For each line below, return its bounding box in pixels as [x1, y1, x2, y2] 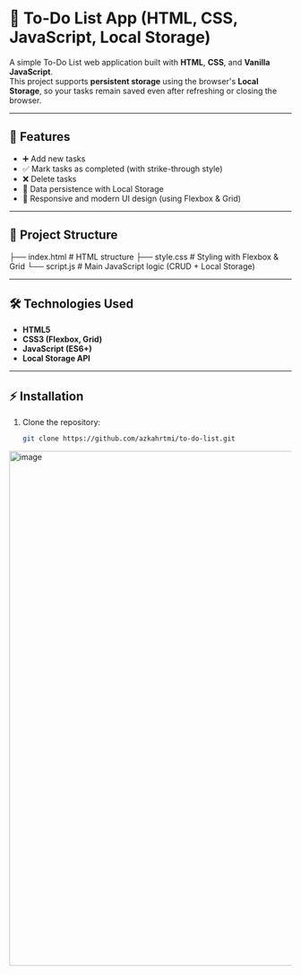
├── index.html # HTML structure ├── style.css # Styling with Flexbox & [9, 251, 279, 262]
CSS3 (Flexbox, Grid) [21, 334, 103, 344]
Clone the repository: [21, 417, 101, 428]
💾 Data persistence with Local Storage [21, 183, 164, 194]
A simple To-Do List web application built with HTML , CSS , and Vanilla [9, 57, 271, 67]
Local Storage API [21, 353, 91, 364]
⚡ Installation [9, 388, 84, 404]
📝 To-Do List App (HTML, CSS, [9, 8, 238, 29]
